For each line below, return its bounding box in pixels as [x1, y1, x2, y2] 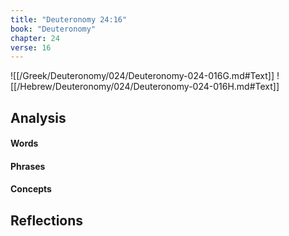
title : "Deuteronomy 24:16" [10, 14, 128, 25]
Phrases [10, 160, 46, 172]
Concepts [10, 183, 52, 195]
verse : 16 [10, 42, 52, 53]
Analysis [10, 109, 67, 126]
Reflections [10, 212, 84, 229]
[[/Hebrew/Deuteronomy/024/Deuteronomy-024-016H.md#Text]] [10, 81, 280, 93]
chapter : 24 [10, 33, 60, 43]
